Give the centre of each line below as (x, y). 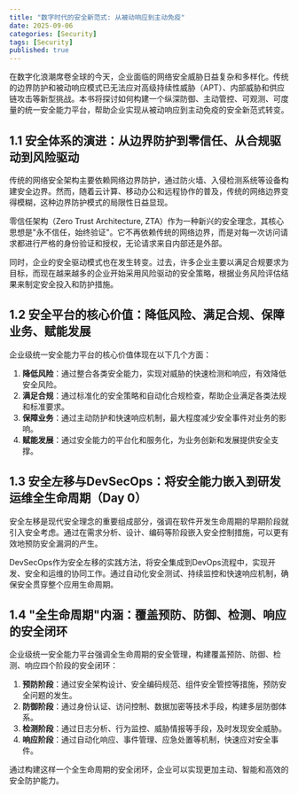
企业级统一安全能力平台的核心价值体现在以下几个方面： (110, 354)
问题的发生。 (53, 696)
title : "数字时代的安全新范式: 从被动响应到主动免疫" (97, 17)
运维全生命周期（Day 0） (78, 498)
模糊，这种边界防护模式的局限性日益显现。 (94, 202)
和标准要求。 (45, 406)
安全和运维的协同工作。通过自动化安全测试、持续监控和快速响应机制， (153, 573)
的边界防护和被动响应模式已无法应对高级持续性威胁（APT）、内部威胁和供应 (147, 88)
